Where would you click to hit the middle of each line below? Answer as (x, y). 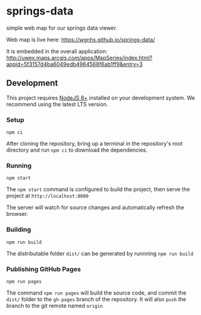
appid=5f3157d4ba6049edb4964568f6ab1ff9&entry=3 (75, 64)
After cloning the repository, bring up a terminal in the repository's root (94, 144)
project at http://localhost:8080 (48, 196)
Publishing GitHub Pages (44, 269)
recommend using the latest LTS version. (57, 104)
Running (19, 166)
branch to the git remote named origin (54, 305)
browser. (17, 214)
